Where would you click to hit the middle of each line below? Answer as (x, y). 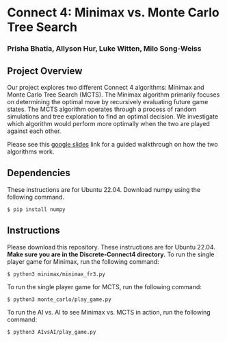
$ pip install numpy (37, 209)
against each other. (34, 131)
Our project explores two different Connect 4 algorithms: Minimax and (106, 87)
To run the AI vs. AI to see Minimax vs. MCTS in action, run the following (109, 312)
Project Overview (45, 71)
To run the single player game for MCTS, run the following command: (104, 286)
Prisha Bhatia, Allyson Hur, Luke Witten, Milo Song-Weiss (104, 49)
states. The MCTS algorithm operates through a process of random (102, 109)
